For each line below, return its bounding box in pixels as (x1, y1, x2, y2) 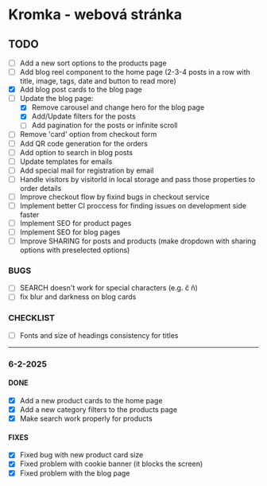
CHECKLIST (8, 313, 56, 324)
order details (19, 183, 62, 192)
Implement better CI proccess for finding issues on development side (19, 200, 246, 210)
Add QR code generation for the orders (19, 138, 149, 148)
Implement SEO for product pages (19, 218, 132, 227)
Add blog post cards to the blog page (19, 85, 143, 95)
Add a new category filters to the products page (19, 405, 177, 414)
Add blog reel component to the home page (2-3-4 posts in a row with (19, 68, 250, 77)
